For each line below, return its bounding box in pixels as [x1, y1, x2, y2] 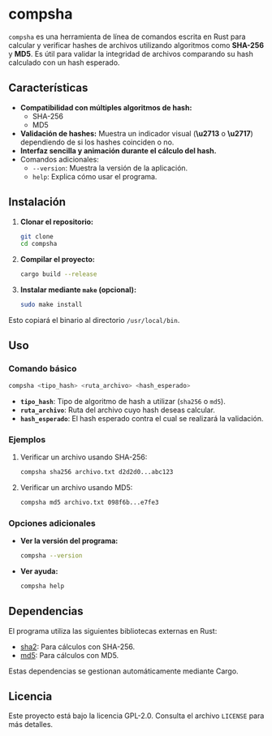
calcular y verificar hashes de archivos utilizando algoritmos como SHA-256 [8, 40, 264, 49]
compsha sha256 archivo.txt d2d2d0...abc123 [19, 467, 174, 476]
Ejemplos [8, 433, 46, 445]
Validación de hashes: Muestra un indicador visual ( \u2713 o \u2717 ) [19, 128, 253, 138]
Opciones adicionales [8, 517, 96, 528]
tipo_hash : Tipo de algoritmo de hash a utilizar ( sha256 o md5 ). [19, 396, 226, 406]
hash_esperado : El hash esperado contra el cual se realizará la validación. [19, 413, 264, 423]
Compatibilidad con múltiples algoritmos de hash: [19, 102, 192, 112]
